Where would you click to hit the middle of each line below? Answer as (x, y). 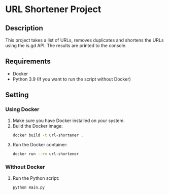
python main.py (29, 187)
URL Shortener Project (53, 9)
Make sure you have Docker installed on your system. (69, 121)
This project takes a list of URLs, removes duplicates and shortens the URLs (84, 40)
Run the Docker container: (40, 145)
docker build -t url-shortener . (48, 135)
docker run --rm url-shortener (46, 154)
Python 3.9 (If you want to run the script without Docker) (72, 79)
